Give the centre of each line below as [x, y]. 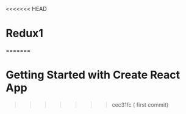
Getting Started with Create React [93, 75]
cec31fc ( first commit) [140, 105]
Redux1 [25, 34]
